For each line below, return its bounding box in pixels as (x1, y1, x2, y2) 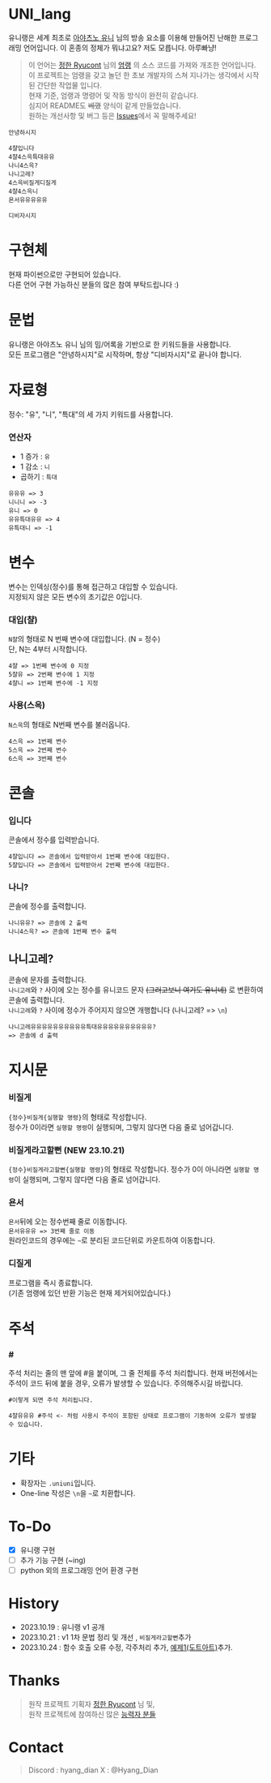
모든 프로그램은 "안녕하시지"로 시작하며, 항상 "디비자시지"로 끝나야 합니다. (8, 350, 242, 359)
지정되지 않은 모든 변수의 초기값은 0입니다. (8, 591, 143, 601)
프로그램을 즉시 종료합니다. (8, 1278, 93, 1287)
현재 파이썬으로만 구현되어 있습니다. (8, 269, 121, 279)
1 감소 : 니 (19, 462, 51, 471)
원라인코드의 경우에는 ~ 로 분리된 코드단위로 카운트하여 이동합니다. (8, 1235, 216, 1245)
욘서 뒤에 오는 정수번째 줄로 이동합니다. (8, 1217, 128, 1227)
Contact (8, 1738, 64, 1757)
